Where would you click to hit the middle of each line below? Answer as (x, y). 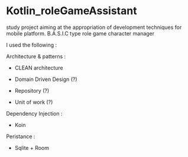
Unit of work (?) (34, 102)
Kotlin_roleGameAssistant (72, 11)
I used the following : (32, 45)
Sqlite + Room (32, 148)
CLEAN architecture (39, 68)
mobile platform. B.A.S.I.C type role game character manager (80, 33)
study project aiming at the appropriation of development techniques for (94, 27)
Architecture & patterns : (36, 56)
